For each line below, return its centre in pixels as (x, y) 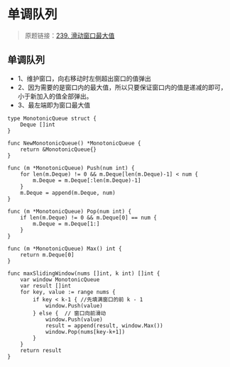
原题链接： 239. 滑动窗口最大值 (70, 35)
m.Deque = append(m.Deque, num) (68, 193)
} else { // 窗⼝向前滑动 (70, 313)
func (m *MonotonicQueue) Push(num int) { (71, 168)
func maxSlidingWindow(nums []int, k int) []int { (84, 273)
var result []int (46, 286)
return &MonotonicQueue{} (59, 149)
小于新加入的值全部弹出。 (55, 96)
